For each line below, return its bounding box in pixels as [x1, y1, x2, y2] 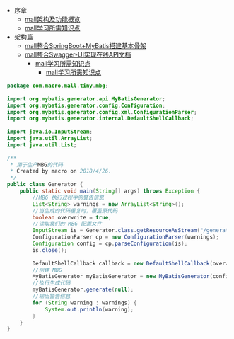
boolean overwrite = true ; [32, 214, 112, 221]
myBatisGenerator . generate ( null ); [32, 286, 134, 294]
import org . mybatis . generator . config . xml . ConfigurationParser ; [6, 108, 197, 115]
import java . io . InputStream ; [6, 128, 93, 136]
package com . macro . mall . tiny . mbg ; [6, 82, 109, 89]
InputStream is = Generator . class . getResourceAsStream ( [32, 227, 200, 234]
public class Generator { [6, 181, 83, 188]
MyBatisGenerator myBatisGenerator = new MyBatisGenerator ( [32, 273, 213, 280]
